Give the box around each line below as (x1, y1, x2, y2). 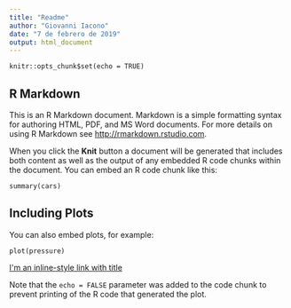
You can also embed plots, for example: (9, 229, 154, 240)
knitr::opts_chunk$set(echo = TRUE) (9, 62, 145, 71)
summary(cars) (9, 182, 62, 191)
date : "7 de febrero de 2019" (9, 29, 122, 38)
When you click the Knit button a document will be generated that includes (9, 146, 283, 156)
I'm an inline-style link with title (9, 262, 122, 272)
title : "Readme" (9, 12, 69, 22)
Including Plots (9, 206, 94, 221)
